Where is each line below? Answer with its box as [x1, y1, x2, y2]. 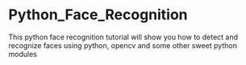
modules [8, 49, 38, 59]
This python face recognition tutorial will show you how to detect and [8, 32, 239, 42]
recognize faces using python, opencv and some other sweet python [8, 40, 238, 50]
